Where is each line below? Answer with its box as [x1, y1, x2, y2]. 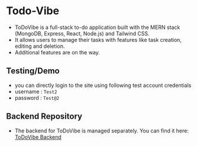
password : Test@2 [14, 94, 60, 101]
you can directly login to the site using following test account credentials [14, 82, 192, 89]
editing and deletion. [14, 43, 65, 50]
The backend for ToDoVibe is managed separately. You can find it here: [14, 127, 189, 134]
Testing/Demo [6, 66, 60, 76]
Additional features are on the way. [14, 48, 101, 56]
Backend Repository [6, 111, 83, 122]
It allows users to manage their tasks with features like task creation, [14, 36, 182, 43]
